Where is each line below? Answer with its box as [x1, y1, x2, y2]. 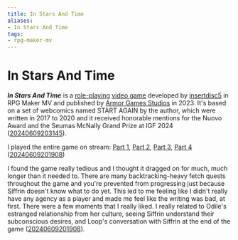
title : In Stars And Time [7, 10, 84, 18]
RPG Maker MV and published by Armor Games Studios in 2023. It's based [7, 99, 227, 108]
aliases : [7, 17, 33, 24]
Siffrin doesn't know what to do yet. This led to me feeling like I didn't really [7, 187, 228, 196]
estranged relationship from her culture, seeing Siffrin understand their [7, 209, 215, 218]
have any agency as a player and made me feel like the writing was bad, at [7, 194, 225, 203]
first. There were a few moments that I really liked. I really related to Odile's [7, 202, 227, 211]
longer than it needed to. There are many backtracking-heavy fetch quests [7, 172, 226, 180]
